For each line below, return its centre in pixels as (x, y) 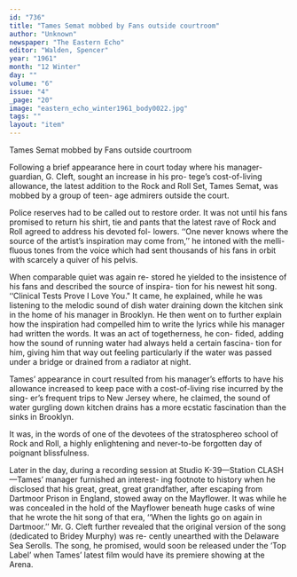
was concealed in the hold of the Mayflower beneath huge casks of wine (142, 508)
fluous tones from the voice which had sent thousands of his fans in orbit (143, 250)
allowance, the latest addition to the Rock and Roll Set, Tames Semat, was (144, 186)
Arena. (21, 564)
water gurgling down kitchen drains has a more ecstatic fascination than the (148, 407)
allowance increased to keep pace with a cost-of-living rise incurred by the (146, 388)
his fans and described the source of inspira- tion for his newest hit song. (143, 286)
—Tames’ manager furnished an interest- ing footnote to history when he (143, 479)
